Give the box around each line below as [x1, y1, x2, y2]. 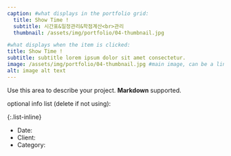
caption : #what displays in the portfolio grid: [7, 10, 149, 17]
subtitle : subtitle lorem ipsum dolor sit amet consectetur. [7, 54, 186, 62]
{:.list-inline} [7, 113, 42, 121]
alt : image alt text [7, 67, 67, 74]
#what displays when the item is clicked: [7, 42, 131, 49]
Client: [16, 133, 36, 142]
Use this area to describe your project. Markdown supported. [7, 86, 182, 94]
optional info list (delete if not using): [7, 99, 111, 107]
